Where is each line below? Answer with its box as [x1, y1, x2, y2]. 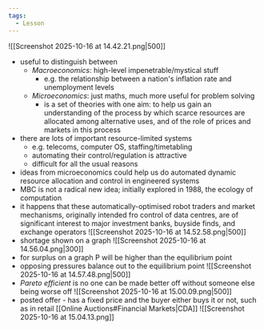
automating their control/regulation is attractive [31, 150, 187, 160]
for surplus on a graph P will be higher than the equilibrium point [19, 252, 232, 262]
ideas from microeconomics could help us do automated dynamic [19, 167, 237, 177]
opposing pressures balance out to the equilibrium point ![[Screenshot [19, 261, 252, 271]
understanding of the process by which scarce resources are [43, 107, 246, 117]
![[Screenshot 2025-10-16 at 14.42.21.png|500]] [8, 41, 166, 50]
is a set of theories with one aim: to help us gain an [43, 99, 212, 109]
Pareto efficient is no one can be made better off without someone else [19, 278, 255, 288]
